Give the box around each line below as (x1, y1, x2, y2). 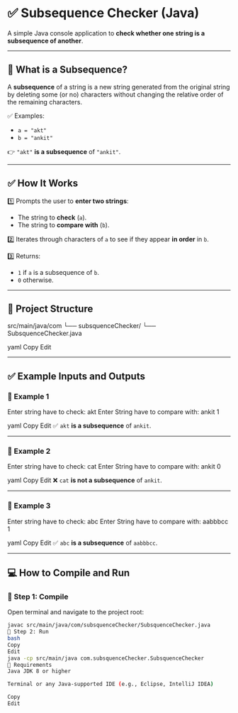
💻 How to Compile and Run (7, 567, 130, 579)
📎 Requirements (7, 661, 52, 668)
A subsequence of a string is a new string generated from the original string (7, 82, 230, 91)
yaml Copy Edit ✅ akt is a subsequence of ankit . (7, 421, 152, 430)
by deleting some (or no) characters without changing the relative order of (7, 90, 224, 99)
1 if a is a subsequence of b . (17, 268, 99, 276)
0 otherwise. (17, 276, 55, 284)
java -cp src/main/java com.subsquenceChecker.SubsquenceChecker (7, 655, 204, 662)
